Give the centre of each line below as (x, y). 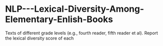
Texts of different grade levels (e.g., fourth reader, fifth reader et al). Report (81, 33)
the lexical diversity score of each (40, 38)
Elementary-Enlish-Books (59, 19)
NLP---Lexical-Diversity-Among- (75, 9)
